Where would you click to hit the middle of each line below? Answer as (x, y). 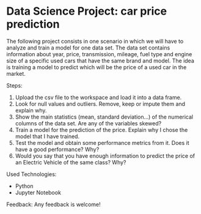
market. (16, 73)
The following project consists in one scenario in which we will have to (95, 41)
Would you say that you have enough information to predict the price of (105, 156)
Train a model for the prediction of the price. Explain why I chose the (101, 130)
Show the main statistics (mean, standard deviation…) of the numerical (104, 117)
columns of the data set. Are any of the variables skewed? (88, 123)
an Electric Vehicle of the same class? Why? (71, 162)
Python (24, 186)
